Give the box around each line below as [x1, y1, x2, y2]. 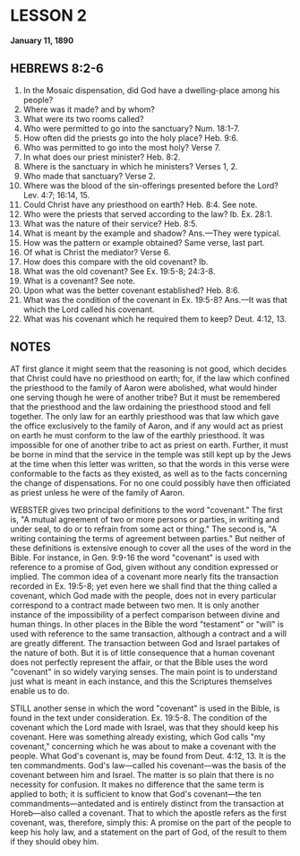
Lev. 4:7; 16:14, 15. [22, 189, 90, 200]
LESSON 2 [10, 5, 88, 26]
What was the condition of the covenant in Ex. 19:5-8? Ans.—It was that [22, 294, 287, 305]
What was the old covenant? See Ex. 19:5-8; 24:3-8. [22, 265, 216, 276]
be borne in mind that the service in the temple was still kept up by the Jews [10, 449, 292, 460]
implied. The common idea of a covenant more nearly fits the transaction [10, 571, 279, 582]
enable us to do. [10, 685, 70, 696]
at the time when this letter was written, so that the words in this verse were [10, 458, 290, 469]
